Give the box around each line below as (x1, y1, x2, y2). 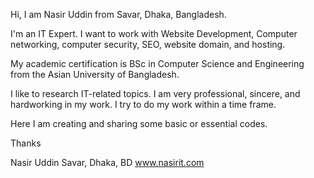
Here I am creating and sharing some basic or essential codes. (10, 118, 268, 129)
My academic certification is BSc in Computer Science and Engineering (10, 58, 305, 69)
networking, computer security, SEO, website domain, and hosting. (10, 39, 286, 50)
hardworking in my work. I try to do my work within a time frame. (10, 99, 277, 110)
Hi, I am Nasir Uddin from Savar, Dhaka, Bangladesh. (10, 9, 227, 20)
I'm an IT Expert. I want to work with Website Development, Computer (10, 28, 298, 39)
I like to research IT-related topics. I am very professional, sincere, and (10, 88, 301, 99)
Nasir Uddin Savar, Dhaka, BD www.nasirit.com (10, 157, 205, 168)
